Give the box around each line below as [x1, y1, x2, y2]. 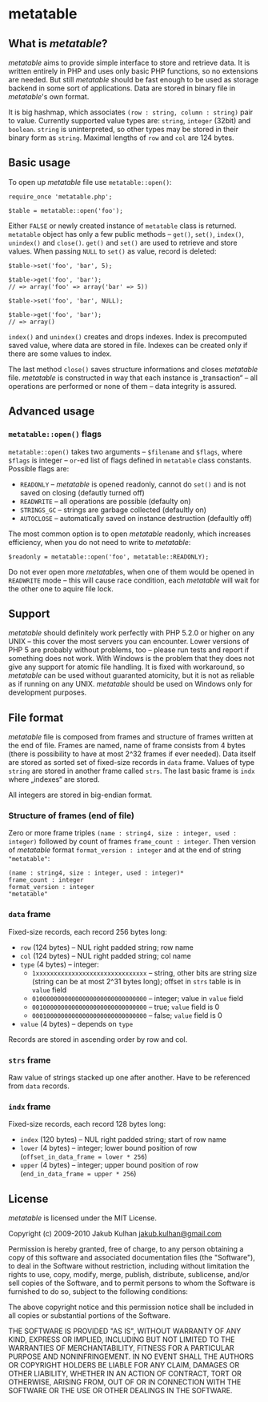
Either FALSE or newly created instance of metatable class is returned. [8, 221, 237, 230]
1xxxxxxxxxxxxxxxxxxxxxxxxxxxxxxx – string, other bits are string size [31, 967, 258, 977]
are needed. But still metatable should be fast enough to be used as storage [8, 75, 258, 84]
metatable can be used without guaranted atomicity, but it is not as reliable [8, 671, 254, 680]
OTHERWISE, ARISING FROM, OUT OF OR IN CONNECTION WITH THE [8, 1377, 242, 1387]
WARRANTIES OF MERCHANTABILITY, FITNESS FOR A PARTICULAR [8, 1344, 234, 1353]
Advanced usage [8, 405, 95, 419]
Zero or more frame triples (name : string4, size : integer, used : [8, 828, 238, 838]
